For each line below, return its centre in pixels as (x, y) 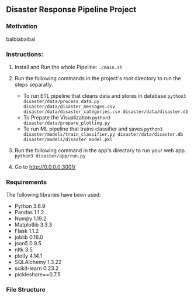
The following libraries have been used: (53, 195)
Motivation (22, 26)
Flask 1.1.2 (27, 231)
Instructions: (25, 54)
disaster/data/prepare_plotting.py (66, 123)
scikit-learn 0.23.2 (37, 268)
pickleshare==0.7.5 (37, 275)
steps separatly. (34, 84)
